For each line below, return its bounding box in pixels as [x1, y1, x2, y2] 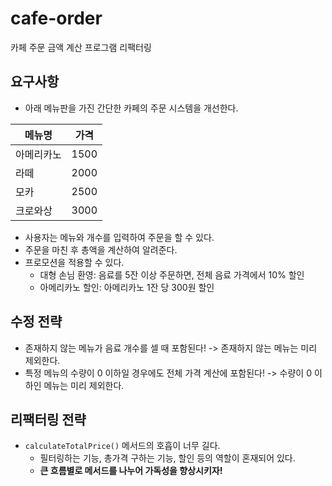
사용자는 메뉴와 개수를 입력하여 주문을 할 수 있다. [24, 231, 215, 243]
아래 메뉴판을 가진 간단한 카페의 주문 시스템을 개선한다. [24, 102, 239, 114]
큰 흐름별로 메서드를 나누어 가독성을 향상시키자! [39, 465, 223, 477]
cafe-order [10, 7, 103, 30]
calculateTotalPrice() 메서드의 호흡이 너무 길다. [24, 440, 221, 452]
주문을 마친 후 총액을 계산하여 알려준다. [24, 243, 178, 256]
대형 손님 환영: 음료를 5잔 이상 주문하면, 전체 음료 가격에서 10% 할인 [39, 268, 305, 281]
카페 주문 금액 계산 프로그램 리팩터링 [10, 41, 152, 53]
